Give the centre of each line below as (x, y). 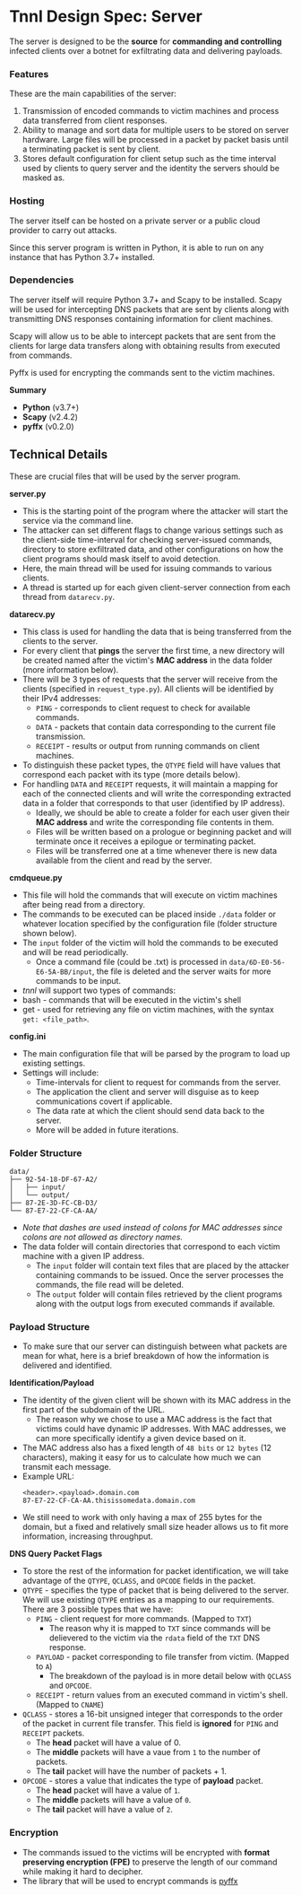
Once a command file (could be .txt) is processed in (131, 961)
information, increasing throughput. (88, 1536)
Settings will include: (60, 1073)
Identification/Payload (52, 1383)
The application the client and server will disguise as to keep (147, 1091)
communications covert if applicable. (104, 1101)
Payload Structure (50, 1326)
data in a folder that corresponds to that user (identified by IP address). (154, 803)
